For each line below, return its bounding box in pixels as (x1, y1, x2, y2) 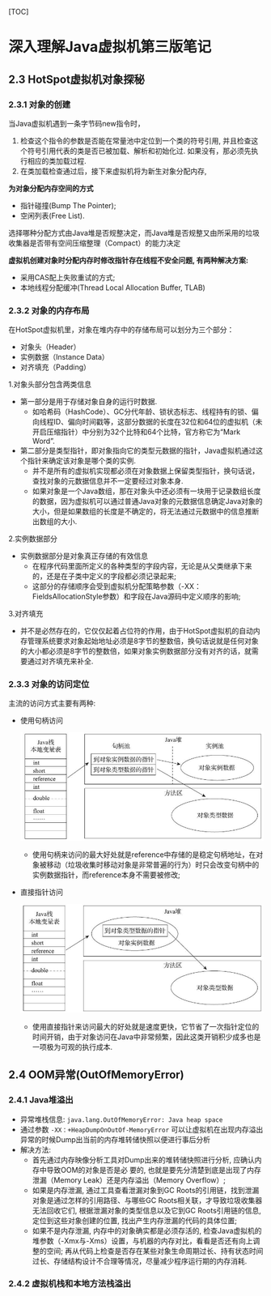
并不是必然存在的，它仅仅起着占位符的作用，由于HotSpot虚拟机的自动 (19, 626, 253, 636)
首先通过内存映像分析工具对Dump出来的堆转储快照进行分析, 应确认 (32, 1154, 255, 1165)
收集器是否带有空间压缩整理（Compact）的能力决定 (8, 238, 181, 248)
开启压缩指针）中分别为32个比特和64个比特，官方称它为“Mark (32, 427, 241, 437)
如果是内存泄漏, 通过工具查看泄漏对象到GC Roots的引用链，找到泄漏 (32, 1185, 260, 1195)
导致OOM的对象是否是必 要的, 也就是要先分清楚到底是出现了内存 (46, 1165, 261, 1174)
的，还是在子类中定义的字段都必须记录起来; (32, 571, 176, 582)
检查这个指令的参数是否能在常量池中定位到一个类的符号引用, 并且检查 (19, 135, 252, 145)
